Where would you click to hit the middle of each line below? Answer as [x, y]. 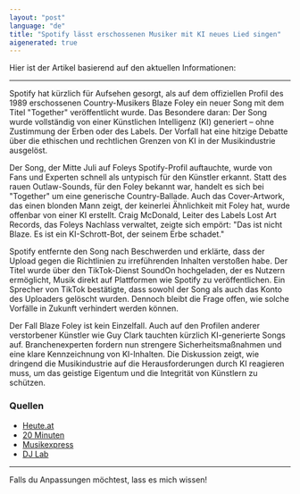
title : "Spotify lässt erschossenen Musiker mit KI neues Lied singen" [145, 34]
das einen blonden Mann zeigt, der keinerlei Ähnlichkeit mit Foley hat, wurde [150, 205]
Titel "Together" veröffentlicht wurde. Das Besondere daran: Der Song [138, 113]
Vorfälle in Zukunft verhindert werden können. [94, 308]
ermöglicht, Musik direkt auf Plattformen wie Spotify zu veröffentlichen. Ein [147, 280]
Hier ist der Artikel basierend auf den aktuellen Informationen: [123, 68]
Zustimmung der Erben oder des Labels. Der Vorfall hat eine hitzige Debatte [149, 131]
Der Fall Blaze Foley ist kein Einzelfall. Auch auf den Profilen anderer [135, 326]
